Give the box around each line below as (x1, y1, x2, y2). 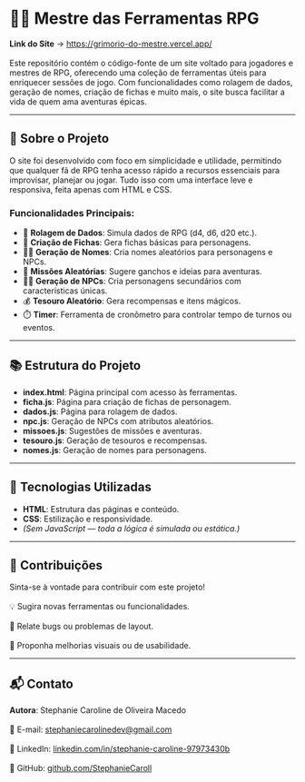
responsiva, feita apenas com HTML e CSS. (9, 183, 172, 194)
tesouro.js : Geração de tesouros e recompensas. (22, 435, 208, 446)
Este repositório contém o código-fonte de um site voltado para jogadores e (9, 57, 293, 68)
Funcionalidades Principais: (9, 206, 135, 219)
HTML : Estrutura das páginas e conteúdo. (22, 503, 180, 514)
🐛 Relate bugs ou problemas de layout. (9, 621, 154, 632)
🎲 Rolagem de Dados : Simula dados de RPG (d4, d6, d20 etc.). (22, 227, 257, 239)
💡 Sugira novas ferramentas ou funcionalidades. (9, 601, 191, 612)
